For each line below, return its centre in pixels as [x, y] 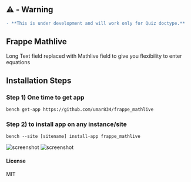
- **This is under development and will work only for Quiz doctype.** [95, 23]
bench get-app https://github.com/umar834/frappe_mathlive [80, 110]
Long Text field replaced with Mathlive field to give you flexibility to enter [94, 56]
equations [18, 62]
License [16, 161]
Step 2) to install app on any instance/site [67, 124]
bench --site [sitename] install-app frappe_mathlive [73, 137]
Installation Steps [39, 80]
